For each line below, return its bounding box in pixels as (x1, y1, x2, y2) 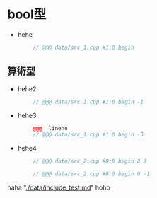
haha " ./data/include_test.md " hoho (7, 183, 111, 192)
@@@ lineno (33, 124, 69, 132)
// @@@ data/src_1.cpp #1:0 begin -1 (33, 98, 144, 105)
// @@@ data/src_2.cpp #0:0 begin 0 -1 (33, 170, 151, 177)
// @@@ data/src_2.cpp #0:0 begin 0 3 (33, 158, 147, 165)
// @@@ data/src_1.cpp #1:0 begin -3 (33, 132, 144, 139)
